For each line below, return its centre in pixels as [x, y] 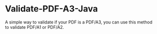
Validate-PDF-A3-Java [51, 9]
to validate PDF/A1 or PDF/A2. [35, 27]
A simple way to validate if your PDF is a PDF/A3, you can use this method [79, 22]
